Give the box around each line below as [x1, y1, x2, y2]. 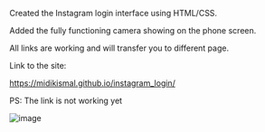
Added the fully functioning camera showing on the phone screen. [9, 25, 257, 35]
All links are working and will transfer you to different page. [9, 42, 229, 53]
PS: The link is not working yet [9, 95, 123, 106]
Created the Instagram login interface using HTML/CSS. [9, 8, 218, 18]
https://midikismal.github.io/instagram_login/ [9, 78, 176, 89]
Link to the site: [9, 61, 67, 71]
